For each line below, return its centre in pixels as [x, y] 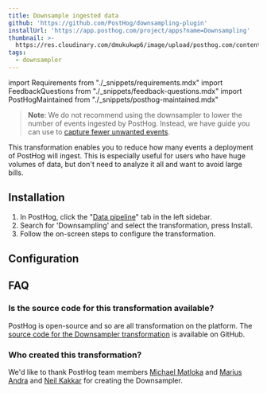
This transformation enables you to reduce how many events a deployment [131, 147]
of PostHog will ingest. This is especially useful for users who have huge [127, 155]
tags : [17, 53]
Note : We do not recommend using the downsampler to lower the [135, 115]
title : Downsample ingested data [64, 16]
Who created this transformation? [75, 355]
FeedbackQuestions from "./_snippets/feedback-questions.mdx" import [125, 91]
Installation [37, 198]
